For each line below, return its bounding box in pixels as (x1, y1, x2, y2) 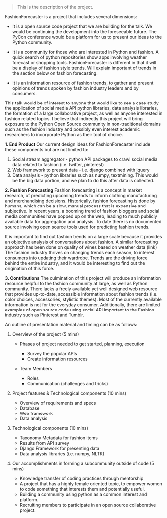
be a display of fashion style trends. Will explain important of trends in (12, 65, 157, 71)
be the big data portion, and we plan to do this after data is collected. (12, 178, 155, 183)
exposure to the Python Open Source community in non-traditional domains (5, 121, 161, 127)
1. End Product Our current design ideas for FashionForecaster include (5, 141, 151, 147)
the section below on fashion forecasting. (12, 70, 98, 76)
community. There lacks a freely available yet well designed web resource (5, 286, 158, 292)
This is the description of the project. (17, 4, 94, 10)
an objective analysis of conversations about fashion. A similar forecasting (5, 239, 158, 245)
